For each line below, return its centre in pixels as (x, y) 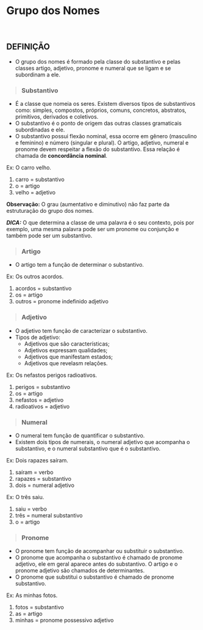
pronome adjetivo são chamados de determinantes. (80, 571)
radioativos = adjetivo (42, 406)
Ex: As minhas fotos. (32, 595)
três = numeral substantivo (49, 515)
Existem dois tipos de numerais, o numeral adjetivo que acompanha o (102, 442)
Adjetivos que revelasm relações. (66, 363)
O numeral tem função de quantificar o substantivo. (80, 435)
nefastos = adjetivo (39, 400)
